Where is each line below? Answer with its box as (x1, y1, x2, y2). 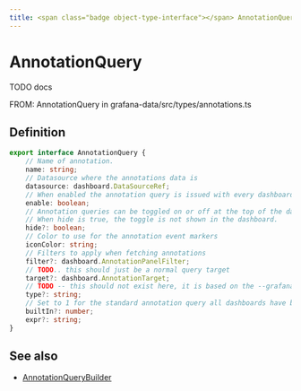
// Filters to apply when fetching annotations (25, 248, 206, 257)
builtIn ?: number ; (25, 307, 94, 316)
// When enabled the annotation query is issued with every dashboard (25, 190, 295, 199)
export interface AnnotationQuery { (9, 149, 146, 158)
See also (9, 349, 58, 364)
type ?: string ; (25, 291, 82, 300)
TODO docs (9, 82, 53, 92)
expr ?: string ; (25, 315, 82, 324)
